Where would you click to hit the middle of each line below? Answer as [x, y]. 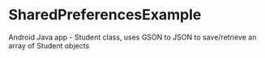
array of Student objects [49, 45]
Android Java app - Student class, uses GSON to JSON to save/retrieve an [132, 37]
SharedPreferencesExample [105, 15]
